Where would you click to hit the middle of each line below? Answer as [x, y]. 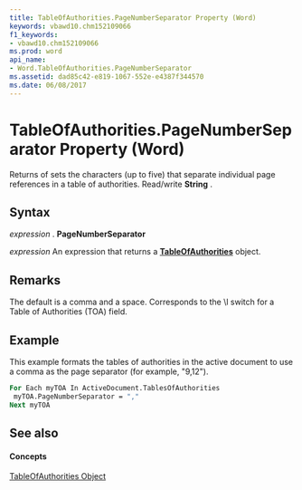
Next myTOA [30, 405]
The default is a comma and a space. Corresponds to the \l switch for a [142, 302]
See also [34, 433]
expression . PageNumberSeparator [78, 234]
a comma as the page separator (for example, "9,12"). [109, 371]
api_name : [28, 60]
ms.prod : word [36, 52]
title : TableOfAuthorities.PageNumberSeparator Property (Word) [133, 18]
